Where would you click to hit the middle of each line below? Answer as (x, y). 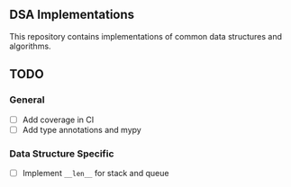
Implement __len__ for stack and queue (95, 173)
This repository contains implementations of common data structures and (145, 36)
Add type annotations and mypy (82, 129)
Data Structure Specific (62, 154)
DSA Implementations (72, 15)
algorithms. (30, 46)
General (27, 100)
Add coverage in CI (58, 120)
